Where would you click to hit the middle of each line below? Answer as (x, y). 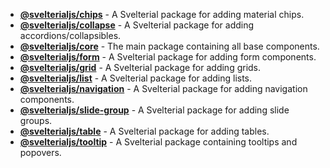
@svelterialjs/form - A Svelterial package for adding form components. (168, 57)
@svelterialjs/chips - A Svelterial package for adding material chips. (162, 14)
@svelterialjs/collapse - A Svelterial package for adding (137, 25)
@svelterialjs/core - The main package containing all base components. (169, 46)
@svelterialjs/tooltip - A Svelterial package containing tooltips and (158, 142)
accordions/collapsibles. (70, 35)
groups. (36, 120)
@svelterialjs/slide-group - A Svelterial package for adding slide (154, 110)
